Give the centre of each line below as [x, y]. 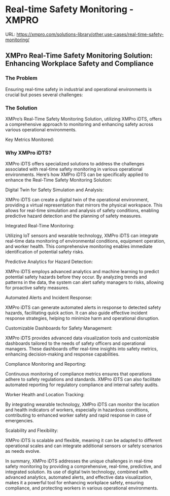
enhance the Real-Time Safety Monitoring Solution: [59, 180]
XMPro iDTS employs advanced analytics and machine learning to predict [82, 272]
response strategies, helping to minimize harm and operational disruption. [82, 318]
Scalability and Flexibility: [32, 430]
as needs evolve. [23, 451]
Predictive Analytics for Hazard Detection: [49, 262]
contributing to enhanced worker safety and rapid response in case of [78, 415]
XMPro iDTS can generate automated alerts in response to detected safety [83, 308]
